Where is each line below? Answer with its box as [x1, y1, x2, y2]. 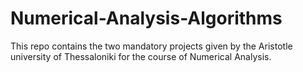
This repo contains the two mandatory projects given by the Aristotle [10, 40, 293, 52]
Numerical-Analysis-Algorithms [10, 7, 283, 30]
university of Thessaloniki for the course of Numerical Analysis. [10, 50, 272, 62]
